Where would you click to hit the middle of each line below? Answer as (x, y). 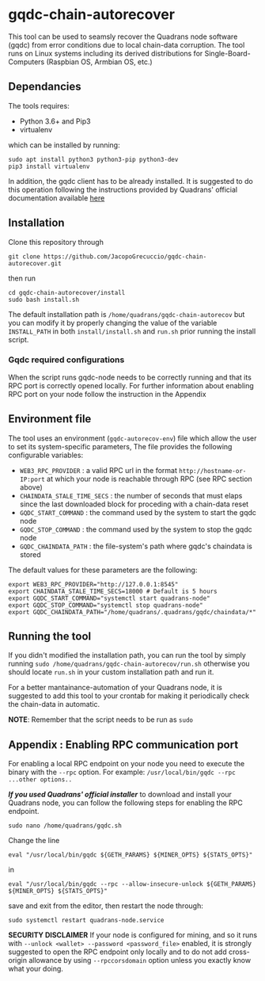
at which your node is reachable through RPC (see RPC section (150, 479)
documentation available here (57, 198)
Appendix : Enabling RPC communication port (123, 744)
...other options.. (40, 780)
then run (22, 278)
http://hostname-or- (213, 471)
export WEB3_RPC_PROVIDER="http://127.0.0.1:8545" (93, 584)
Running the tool (50, 637)
